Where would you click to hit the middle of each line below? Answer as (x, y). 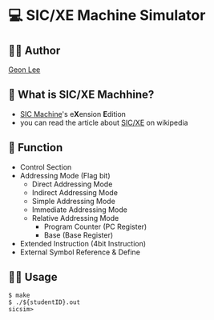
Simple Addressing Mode (74, 201)
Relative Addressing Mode (75, 218)
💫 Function (36, 148)
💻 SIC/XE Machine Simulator (107, 16)
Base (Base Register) (79, 235)
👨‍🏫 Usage (33, 277)
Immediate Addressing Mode (80, 210)
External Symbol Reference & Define (80, 252)
